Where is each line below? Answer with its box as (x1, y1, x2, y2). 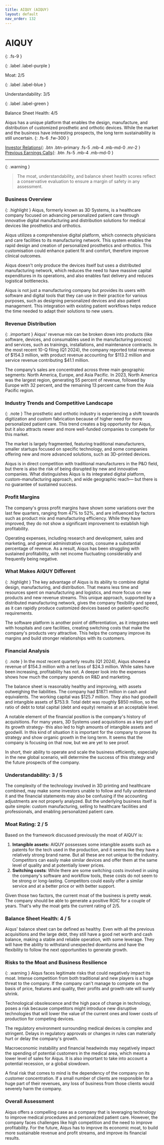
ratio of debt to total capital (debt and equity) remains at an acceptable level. (5, 704, 159, 710)
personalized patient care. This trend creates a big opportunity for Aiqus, (5, 421, 152, 427)
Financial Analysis (5, 647, 50, 654)
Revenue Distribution (5, 320, 56, 327)
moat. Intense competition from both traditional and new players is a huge (5, 975, 154, 981)
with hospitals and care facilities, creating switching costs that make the (5, 625, 150, 630)
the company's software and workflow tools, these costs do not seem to (12, 873, 158, 878)
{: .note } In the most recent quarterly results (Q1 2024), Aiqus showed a (5, 659, 150, 665)
